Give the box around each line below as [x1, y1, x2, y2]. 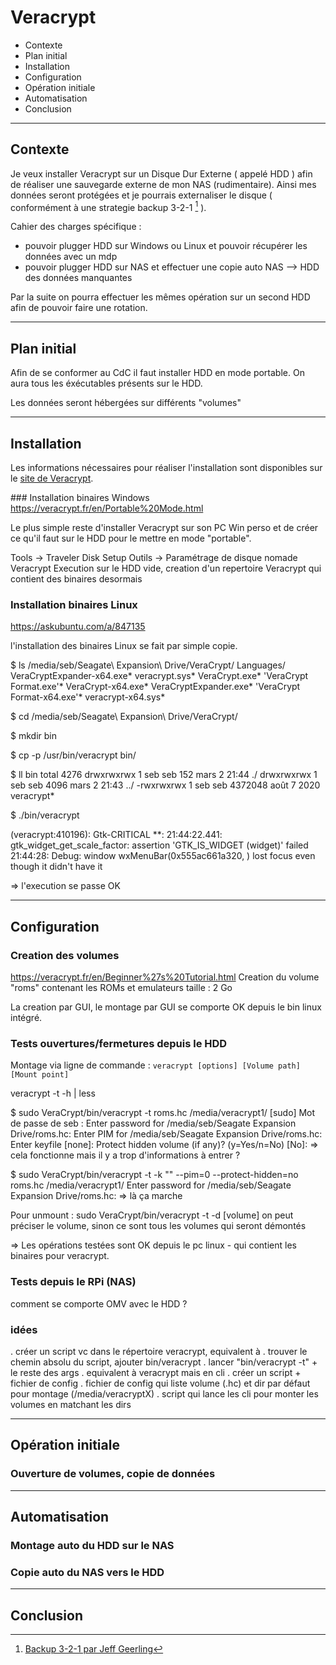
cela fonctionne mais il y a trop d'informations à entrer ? [10, 1149, 241, 1161]
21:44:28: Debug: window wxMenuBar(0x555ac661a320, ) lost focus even [10, 850, 316, 862]
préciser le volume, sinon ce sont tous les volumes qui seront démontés [10, 1220, 307, 1232]
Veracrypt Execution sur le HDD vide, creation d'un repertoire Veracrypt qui [10, 562, 322, 575]
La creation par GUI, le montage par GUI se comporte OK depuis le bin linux [10, 1001, 322, 1013]
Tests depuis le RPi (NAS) [10, 1275, 137, 1289]
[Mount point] [10, 1070, 70, 1080]
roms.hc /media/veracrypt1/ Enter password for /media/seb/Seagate [10, 1179, 292, 1191]
